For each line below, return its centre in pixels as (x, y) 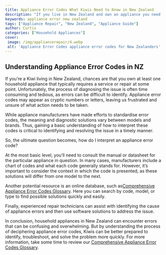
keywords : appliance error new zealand (46, 19)
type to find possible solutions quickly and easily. (55, 196)
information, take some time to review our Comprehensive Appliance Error (81, 242)
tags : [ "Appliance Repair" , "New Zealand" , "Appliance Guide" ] (72, 24)
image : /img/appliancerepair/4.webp (45, 42)
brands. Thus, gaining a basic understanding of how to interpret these (77, 125)
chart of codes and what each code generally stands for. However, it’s (77, 166)
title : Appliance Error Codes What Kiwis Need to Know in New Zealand (80, 10)
